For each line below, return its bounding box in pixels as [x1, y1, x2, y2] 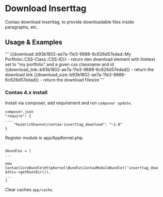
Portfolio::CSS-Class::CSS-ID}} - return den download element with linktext [5, 56, 155, 62]
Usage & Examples [5, 38, 63, 47]
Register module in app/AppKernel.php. [5, 135, 84, 141]
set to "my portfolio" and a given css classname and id [5, 61, 114, 67]
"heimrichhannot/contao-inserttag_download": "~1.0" [14, 122, 123, 127]
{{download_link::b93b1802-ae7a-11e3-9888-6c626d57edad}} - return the [5, 66, 154, 72]
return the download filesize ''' [43, 77, 104, 82]
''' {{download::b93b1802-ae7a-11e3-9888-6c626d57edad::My [5, 51, 131, 57]
